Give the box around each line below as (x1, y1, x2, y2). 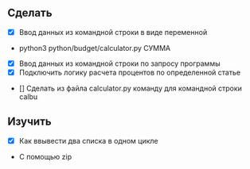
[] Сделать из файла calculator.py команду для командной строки (18, 83, 242, 93)
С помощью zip (18, 152, 72, 161)
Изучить (7, 115, 53, 129)
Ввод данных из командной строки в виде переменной (18, 27, 208, 36)
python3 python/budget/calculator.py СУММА (18, 43, 171, 52)
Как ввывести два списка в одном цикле (18, 136, 158, 145)
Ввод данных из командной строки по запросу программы (18, 59, 221, 68)
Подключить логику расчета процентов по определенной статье (18, 67, 240, 77)
